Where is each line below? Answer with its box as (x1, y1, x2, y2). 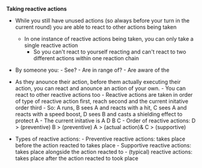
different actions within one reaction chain (33, 55, 139, 61)
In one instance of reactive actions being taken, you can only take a (24, 35, 193, 42)
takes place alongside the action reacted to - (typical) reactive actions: (15, 149, 193, 155)
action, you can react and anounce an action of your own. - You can (15, 85, 186, 92)
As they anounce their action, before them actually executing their (15, 79, 181, 85)
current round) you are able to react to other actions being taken (15, 24, 177, 30)
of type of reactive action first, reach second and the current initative (15, 97, 189, 105)
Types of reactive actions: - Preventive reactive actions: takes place (15, 135, 186, 142)
